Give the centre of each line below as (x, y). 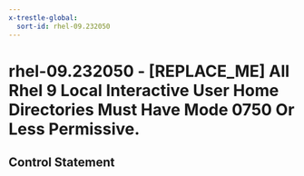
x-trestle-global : (43, 18)
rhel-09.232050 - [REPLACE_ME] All (149, 71)
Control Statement (62, 163)
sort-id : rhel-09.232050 (64, 26)
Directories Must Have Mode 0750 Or (152, 109)
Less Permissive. (74, 129)
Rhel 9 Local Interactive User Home (144, 90)
